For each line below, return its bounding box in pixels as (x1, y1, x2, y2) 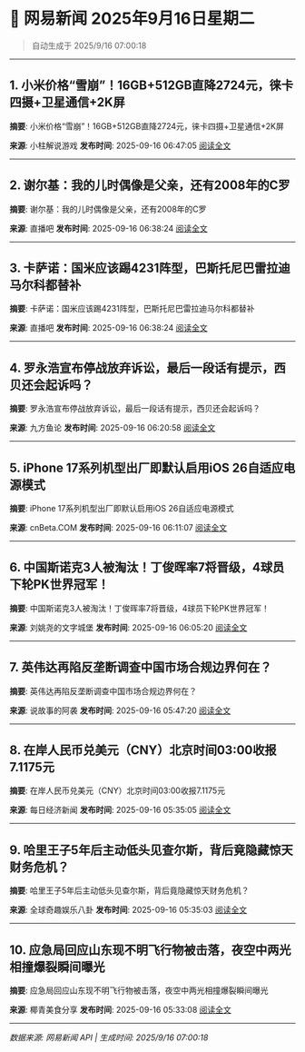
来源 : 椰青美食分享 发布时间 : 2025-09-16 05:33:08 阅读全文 (9, 1005, 231, 1016)
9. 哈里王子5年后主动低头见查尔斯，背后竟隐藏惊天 (9, 842, 293, 858)
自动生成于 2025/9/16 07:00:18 (31, 40, 147, 51)
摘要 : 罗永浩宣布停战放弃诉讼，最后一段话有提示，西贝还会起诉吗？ (9, 403, 261, 414)
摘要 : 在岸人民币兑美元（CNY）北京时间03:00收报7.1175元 (9, 785, 225, 796)
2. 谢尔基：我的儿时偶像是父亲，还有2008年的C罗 (9, 178, 290, 194)
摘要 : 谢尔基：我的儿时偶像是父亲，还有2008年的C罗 (9, 203, 207, 214)
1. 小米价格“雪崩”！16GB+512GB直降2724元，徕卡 (9, 78, 294, 94)
